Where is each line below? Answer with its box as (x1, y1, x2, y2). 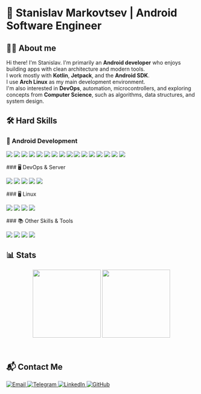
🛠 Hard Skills (6, 115, 57, 126)
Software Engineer (6, 19, 102, 33)
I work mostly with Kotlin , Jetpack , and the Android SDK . (6, 72, 150, 79)
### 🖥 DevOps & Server (6, 163, 66, 170)
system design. (6, 97, 44, 105)
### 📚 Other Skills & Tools (6, 217, 74, 224)
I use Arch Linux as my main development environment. (6, 79, 145, 85)
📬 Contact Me (6, 361, 63, 372)
